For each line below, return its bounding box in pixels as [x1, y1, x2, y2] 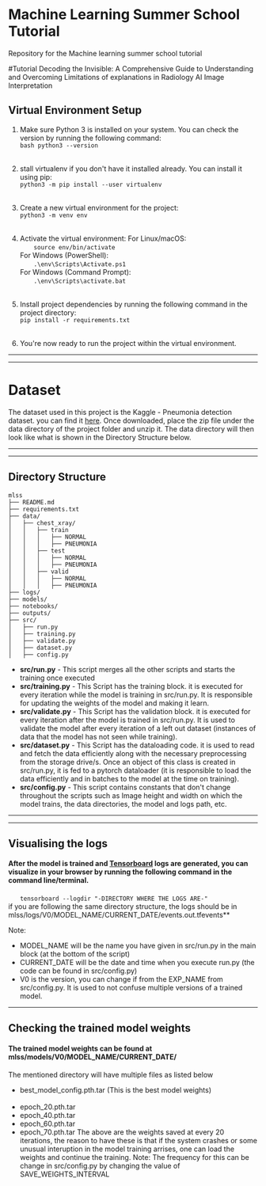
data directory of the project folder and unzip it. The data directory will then [8, 424, 255, 433]
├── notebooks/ [8, 602, 59, 610]
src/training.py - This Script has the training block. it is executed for [19, 681, 243, 690]
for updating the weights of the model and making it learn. [19, 698, 210, 708]
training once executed [19, 673, 95, 682]
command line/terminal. [8, 876, 89, 885]
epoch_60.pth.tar [19, 1119, 76, 1128]
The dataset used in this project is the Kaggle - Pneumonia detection [8, 407, 232, 416]
